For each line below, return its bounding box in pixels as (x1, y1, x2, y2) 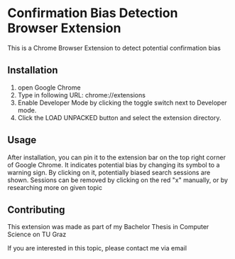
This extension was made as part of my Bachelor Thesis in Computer (7, 223, 209, 231)
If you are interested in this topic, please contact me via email (7, 244, 187, 253)
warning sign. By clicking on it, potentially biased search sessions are (7, 168, 211, 176)
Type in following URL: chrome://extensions (17, 90, 146, 99)
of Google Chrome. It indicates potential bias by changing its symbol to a (7, 160, 220, 169)
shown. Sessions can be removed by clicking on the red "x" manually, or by (7, 176, 229, 184)
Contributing (7, 203, 65, 216)
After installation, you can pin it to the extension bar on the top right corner (7, 153, 226, 162)
